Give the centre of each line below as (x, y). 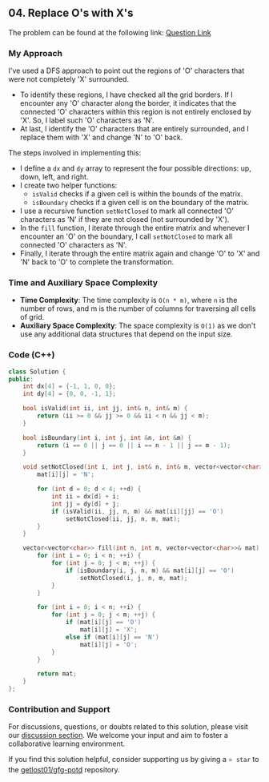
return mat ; (57, 674)
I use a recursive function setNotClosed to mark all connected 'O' (127, 211)
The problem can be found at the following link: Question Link (110, 32)
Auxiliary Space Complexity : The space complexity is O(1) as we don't (138, 326)
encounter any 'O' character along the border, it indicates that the (128, 103)
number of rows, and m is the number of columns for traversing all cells (138, 308)
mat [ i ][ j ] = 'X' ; (108, 630)
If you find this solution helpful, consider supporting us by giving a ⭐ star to (134, 760)
